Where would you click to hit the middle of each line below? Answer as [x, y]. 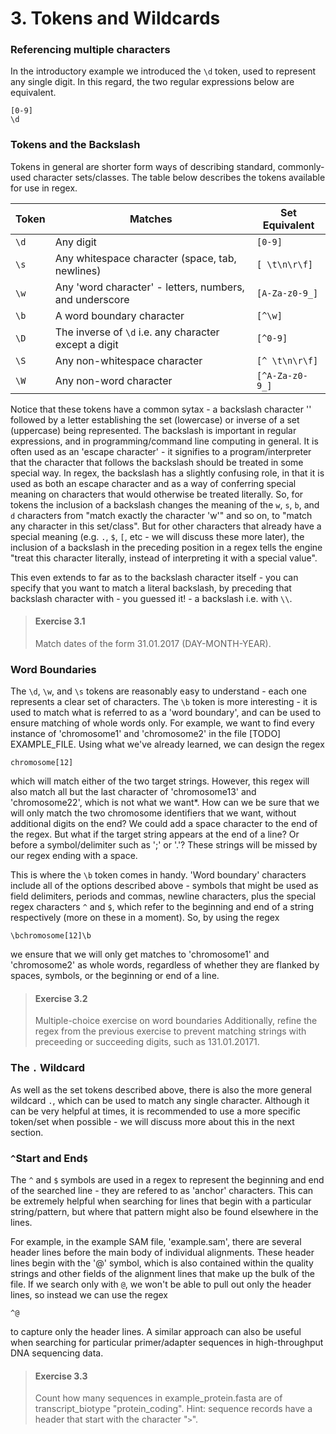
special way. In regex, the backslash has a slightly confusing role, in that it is [167, 473]
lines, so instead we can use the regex [89, 1295]
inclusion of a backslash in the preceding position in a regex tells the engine [166, 547]
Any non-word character [113, 380]
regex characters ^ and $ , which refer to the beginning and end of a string [162, 907]
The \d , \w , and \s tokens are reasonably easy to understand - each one [158, 691]
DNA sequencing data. [57, 1353]
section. [27, 1132]
